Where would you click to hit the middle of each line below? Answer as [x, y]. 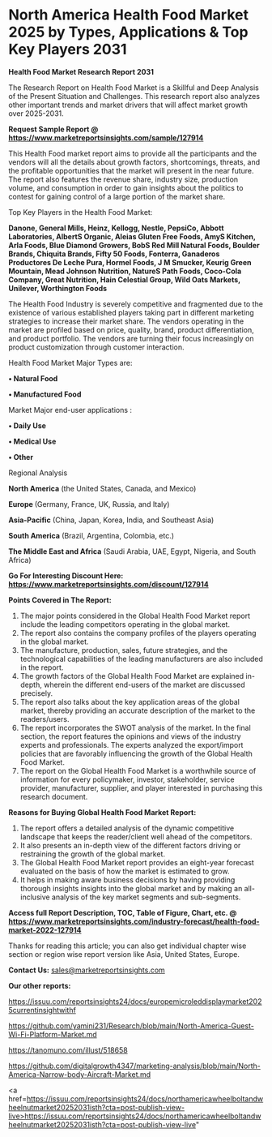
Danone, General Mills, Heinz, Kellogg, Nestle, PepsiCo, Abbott [116, 228]
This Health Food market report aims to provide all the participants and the [133, 153]
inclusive [35, 897]
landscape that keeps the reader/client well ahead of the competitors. [136, 836]
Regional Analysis [38, 473]
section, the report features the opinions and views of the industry [130, 736]
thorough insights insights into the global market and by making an [131, 888]
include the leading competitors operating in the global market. [125, 624]
